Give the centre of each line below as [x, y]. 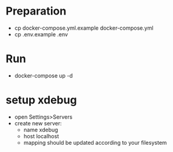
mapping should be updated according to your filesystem [95, 142]
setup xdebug [41, 100]
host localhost [41, 136]
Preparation [36, 11]
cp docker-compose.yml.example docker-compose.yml [84, 28]
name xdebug [41, 130]
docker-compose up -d [44, 75]
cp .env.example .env [41, 34]
